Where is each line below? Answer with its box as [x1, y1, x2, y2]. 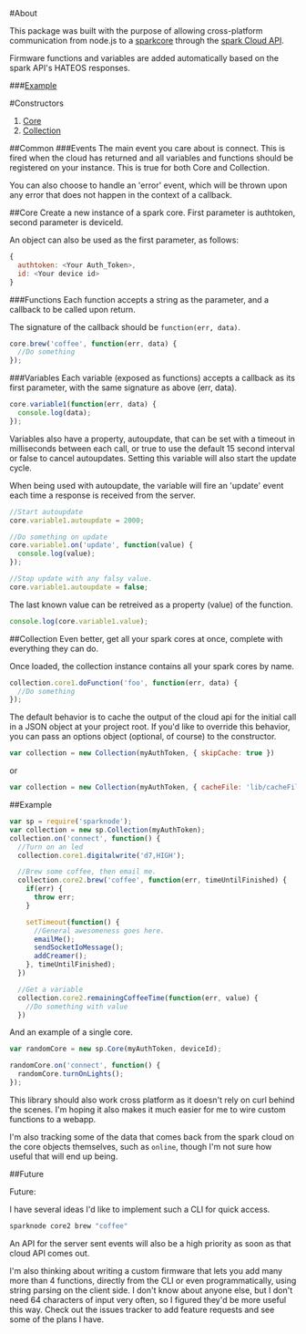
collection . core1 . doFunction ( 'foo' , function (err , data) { [9, 678, 239, 688]
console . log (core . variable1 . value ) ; [9, 616, 148, 626]
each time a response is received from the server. [9, 490, 196, 501]
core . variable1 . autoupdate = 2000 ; [9, 515, 145, 525]
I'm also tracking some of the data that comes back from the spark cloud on [9, 1131, 294, 1143]
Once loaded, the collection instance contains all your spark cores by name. [9, 660, 294, 671]
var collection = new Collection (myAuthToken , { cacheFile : [9, 783, 243, 792]
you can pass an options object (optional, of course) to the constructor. [9, 731, 277, 742]
